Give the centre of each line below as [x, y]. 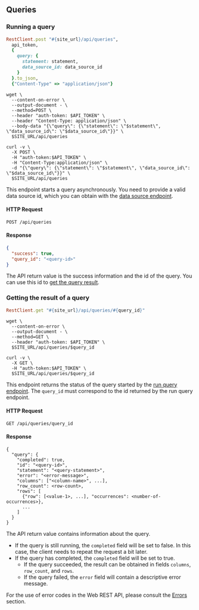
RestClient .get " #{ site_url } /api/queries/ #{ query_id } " [76, 310]
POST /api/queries [29, 222]
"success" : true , [33, 254]
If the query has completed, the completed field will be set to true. [95, 558]
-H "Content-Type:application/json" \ [60, 163]
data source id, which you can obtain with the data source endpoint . [90, 196]
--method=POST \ [32, 110]
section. [16, 602]
